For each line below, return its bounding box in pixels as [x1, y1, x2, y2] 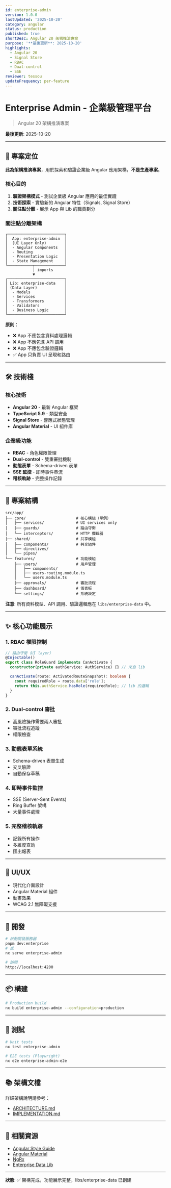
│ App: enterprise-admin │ [5, 236, 67, 241]
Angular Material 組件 [12, 889, 58, 895]
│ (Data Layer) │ [5, 285, 67, 291]
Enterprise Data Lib [12, 1161, 53, 1168]
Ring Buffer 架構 [12, 802, 47, 808]
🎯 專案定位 [5, 152, 38, 161]
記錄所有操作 [12, 835, 40, 842]
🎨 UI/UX [5, 868, 31, 877]
